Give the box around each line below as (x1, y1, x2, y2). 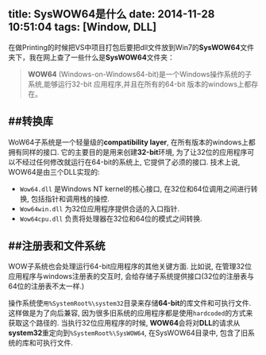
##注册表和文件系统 (8, 239, 106, 253)
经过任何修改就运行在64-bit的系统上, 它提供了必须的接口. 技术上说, (21, 157, 241, 167)
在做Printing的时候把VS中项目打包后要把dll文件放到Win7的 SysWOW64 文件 (8, 42, 254, 52)
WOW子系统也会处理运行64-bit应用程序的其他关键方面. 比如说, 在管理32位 (8, 261, 253, 272)
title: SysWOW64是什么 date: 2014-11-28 (8, 7, 215, 21)
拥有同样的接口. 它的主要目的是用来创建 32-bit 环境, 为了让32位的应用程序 (8, 147, 248, 156)
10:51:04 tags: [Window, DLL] (8, 21, 157, 34)
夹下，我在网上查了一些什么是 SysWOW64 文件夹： (8, 52, 175, 62)
